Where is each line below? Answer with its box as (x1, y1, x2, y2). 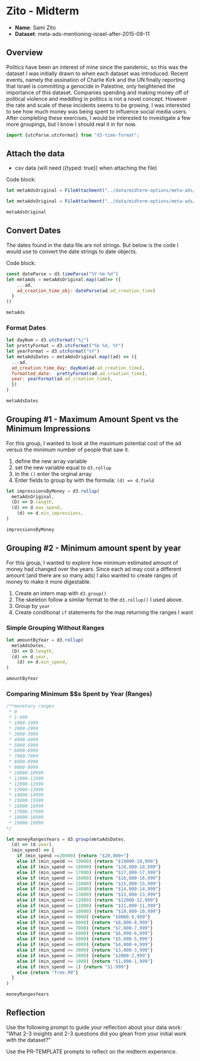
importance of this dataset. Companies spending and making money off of (6, 88, 189, 96)
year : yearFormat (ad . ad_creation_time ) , (11, 376, 113, 382)
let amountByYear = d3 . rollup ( (6, 637, 84, 643)
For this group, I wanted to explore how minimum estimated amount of (6, 559, 179, 566)
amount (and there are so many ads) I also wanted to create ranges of (6, 571, 178, 579)
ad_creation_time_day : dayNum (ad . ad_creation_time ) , (11, 365, 145, 371)
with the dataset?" (6, 1036, 51, 1043)
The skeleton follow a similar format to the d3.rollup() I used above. (14, 596, 183, 603)
